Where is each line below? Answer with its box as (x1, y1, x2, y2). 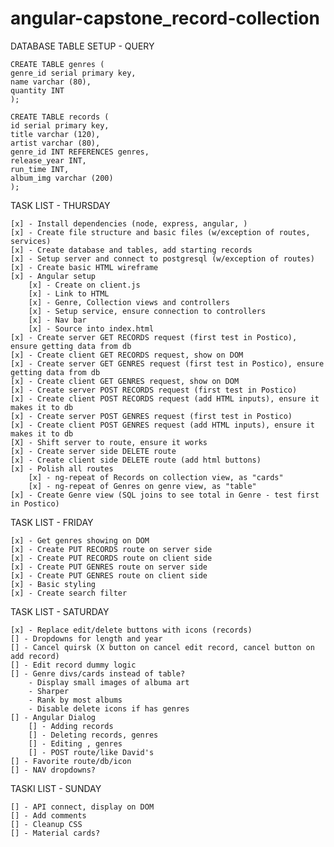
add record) (10, 651, 60, 661)
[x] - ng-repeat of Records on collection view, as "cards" (28, 472, 284, 482)
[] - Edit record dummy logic (10, 660, 137, 670)
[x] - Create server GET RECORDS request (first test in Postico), (10, 332, 298, 342)
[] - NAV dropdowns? (10, 765, 97, 775)
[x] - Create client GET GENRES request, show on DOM (10, 376, 240, 386)
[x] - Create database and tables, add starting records (10, 245, 253, 255)
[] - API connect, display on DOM (10, 802, 155, 812)
